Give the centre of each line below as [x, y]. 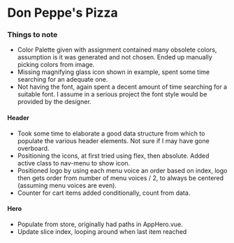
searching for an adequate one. [63, 80]
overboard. [33, 148]
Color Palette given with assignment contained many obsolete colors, [117, 50]
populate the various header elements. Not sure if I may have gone [113, 140]
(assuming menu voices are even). [67, 185]
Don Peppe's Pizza [63, 13]
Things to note [32, 35]
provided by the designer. [54, 102]
